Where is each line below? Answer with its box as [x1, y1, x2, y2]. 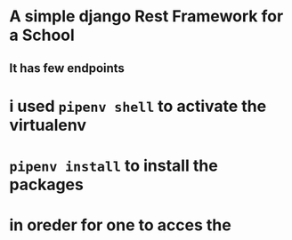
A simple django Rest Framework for [9, 6, 284, 27]
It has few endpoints [9, 60, 125, 76]
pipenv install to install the [9, 156, 218, 175]
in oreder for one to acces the [9, 215, 231, 236]
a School [9, 25, 76, 45]
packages [9, 174, 85, 195]
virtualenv [9, 115, 87, 135]
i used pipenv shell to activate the [9, 96, 267, 116]
